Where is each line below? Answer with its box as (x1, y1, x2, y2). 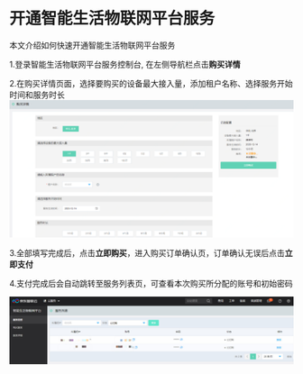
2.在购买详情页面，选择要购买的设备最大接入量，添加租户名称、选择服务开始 (9, 78, 293, 88)
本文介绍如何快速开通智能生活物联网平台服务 (9, 40, 176, 50)
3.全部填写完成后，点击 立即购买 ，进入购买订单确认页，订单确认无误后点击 (9, 248, 286, 259)
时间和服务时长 (9, 89, 65, 100)
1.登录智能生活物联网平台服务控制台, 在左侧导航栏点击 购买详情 (9, 59, 241, 69)
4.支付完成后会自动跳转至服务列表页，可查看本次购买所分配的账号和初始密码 (9, 278, 293, 289)
